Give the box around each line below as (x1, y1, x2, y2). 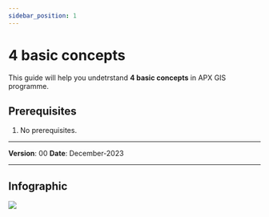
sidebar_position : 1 (8, 11, 78, 20)
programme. (8, 81, 50, 90)
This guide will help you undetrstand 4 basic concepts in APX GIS (8, 73, 227, 82)
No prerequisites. (19, 126, 78, 135)
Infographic (8, 179, 68, 193)
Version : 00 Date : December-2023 (8, 149, 124, 159)
